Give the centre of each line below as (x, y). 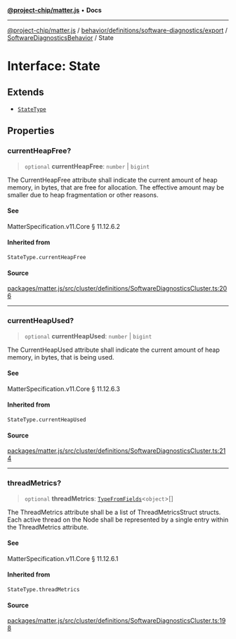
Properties (31, 131)
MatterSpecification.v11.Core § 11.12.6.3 (64, 388)
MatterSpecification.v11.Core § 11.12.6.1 (63, 558)
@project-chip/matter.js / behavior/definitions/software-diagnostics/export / (118, 30)
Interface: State (54, 66)
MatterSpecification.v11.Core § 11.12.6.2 (64, 226)
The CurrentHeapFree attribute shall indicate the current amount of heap (112, 180)
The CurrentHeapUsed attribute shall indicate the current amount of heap (113, 350)
